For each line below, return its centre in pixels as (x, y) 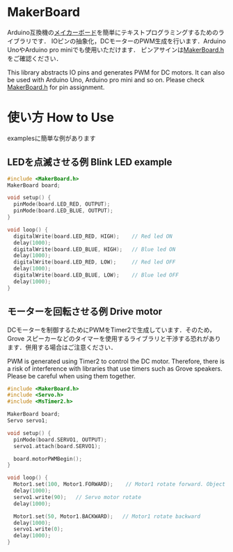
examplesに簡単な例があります (51, 138)
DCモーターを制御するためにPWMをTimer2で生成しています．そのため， (111, 330)
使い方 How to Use (61, 117)
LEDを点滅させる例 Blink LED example (90, 162)
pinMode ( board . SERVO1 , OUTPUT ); (61, 440)
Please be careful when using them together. (71, 376)
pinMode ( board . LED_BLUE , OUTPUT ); (63, 211)
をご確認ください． (35, 58)
